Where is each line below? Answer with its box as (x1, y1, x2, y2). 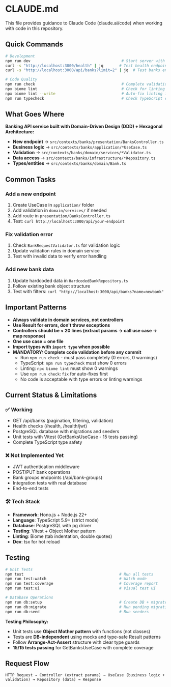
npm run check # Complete (5, 82, 145, 87)
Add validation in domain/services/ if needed (12, 207, 107, 214)
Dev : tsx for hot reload (12, 538, 60, 545)
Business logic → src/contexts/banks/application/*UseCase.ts (12, 144, 147, 150)
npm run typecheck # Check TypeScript (5, 96, 163, 101)
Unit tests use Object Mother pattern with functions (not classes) (12, 628, 151, 634)
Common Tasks (5, 175, 56, 184)
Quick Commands (5, 40, 64, 49)
